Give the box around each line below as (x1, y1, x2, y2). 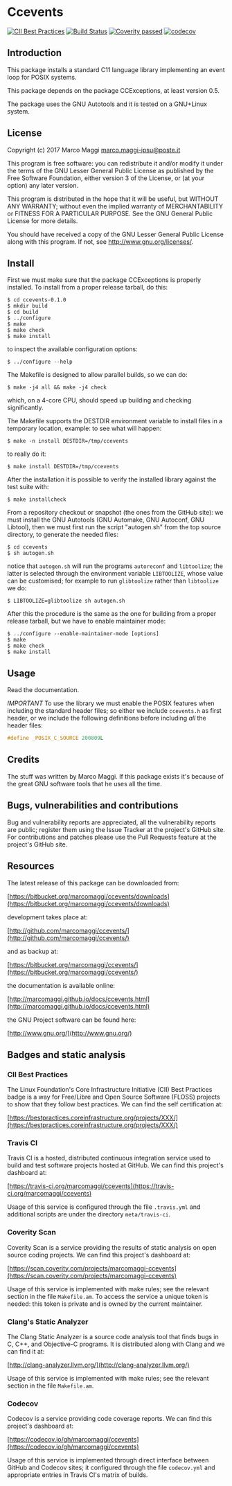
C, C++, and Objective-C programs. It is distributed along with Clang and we (7, 1340, 225, 1348)
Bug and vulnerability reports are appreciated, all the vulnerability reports (7, 818, 216, 826)
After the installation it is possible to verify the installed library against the (7, 475, 217, 484)
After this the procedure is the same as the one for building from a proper (7, 610, 217, 618)
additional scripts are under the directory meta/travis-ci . (7, 1210, 171, 1219)
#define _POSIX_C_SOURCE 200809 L (7, 735, 104, 742)
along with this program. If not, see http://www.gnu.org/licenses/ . (7, 237, 194, 246)
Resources (7, 860, 55, 872)
